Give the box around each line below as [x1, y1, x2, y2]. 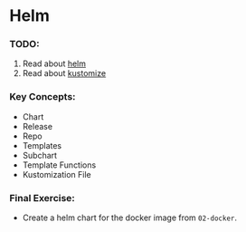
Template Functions [22, 159, 97, 170]
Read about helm [22, 58, 87, 69]
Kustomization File [22, 169, 92, 179]
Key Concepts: [9, 91, 76, 103]
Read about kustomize [22, 68, 107, 79]
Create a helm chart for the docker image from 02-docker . [22, 212, 238, 223]
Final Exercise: [9, 191, 75, 204]
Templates [22, 140, 61, 150]
